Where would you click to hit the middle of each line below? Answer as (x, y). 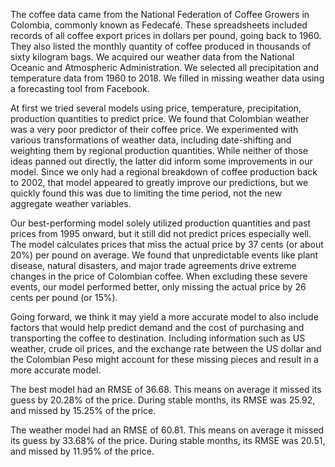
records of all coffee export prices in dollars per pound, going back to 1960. (166, 35)
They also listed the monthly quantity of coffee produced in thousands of (161, 46)
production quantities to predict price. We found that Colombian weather (160, 118)
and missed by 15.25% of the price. (83, 410)
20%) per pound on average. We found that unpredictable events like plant (164, 255)
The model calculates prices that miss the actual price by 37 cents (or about (167, 244)
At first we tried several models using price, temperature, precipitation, (156, 108)
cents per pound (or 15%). (64, 297)
